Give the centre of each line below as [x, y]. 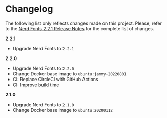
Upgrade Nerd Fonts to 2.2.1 [43, 48]
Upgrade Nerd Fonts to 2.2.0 [43, 68]
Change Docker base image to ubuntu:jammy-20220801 [69, 74]
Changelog [29, 9]
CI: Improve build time [36, 85]
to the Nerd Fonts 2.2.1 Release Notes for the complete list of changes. [80, 28]
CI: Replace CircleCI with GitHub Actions [55, 79]
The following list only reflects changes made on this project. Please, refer [84, 23]
